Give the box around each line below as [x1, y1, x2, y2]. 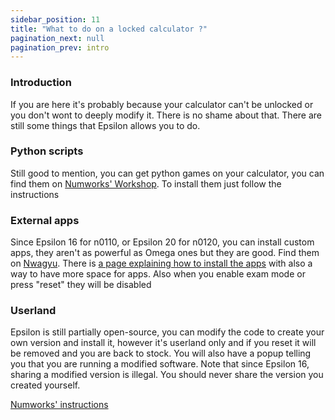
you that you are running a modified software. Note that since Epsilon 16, [10, 358, 310, 370]
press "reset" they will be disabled [10, 279, 152, 291]
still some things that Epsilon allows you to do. [10, 119, 201, 131]
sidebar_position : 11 [10, 14, 101, 25]
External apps [10, 213, 80, 227]
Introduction [10, 76, 72, 90]
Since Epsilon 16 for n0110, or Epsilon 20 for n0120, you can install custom [10, 236, 315, 248]
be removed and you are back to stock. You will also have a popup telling [10, 347, 312, 360]
